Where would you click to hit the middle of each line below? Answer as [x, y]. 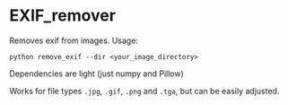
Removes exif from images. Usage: [74, 40]
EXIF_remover [63, 16]
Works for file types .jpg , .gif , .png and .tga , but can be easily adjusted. [144, 91]
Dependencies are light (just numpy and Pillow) [96, 74]
